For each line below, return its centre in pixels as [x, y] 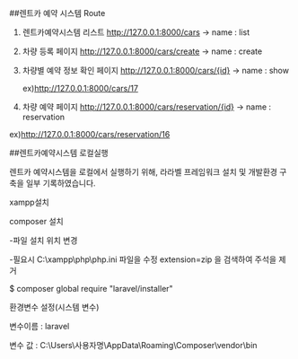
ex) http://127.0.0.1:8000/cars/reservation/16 [90, 134]
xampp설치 [29, 202]
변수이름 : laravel [39, 326]
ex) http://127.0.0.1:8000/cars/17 [80, 88]
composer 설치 [37, 221]
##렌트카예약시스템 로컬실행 [59, 153]
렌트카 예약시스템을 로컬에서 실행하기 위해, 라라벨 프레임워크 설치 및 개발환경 [144, 172]
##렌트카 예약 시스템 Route [57, 13]
